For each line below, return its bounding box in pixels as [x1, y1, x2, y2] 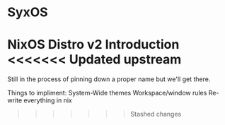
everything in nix [23, 96, 72, 105]
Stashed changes [130, 110, 182, 119]
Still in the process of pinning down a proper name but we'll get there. [7, 75, 211, 83]
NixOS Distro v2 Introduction [7, 37, 180, 53]
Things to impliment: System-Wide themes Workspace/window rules [7, 89, 207, 97]
